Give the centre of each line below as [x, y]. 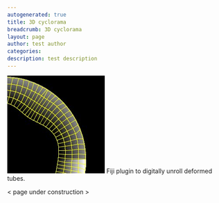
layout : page [26, 37]
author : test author [37, 44]
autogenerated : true [37, 15]
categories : [24, 51]
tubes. [16, 178]
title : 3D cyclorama [37, 22]
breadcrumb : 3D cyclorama [44, 29]
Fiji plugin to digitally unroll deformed [159, 171]
